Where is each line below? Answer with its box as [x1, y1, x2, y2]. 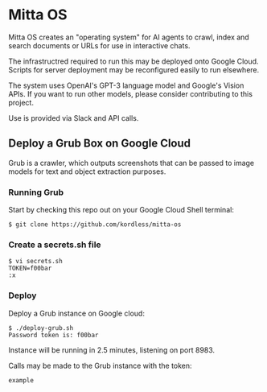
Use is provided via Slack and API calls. [8, 113, 139, 122]
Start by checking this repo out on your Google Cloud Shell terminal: [8, 205, 235, 215]
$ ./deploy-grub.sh [8, 324, 74, 332]
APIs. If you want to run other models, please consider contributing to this [8, 89, 253, 98]
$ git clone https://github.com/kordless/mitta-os [8, 221, 182, 229]
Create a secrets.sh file [8, 239, 102, 250]
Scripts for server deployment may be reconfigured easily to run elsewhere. [8, 64, 260, 74]
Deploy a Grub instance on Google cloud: [8, 308, 145, 318]
